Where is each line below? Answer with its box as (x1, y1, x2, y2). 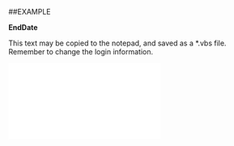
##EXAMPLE (8, 7, 51, 16)
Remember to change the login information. (8, 47, 154, 56)
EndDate (8, 23, 38, 32)
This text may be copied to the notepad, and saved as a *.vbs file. (8, 38, 227, 48)
